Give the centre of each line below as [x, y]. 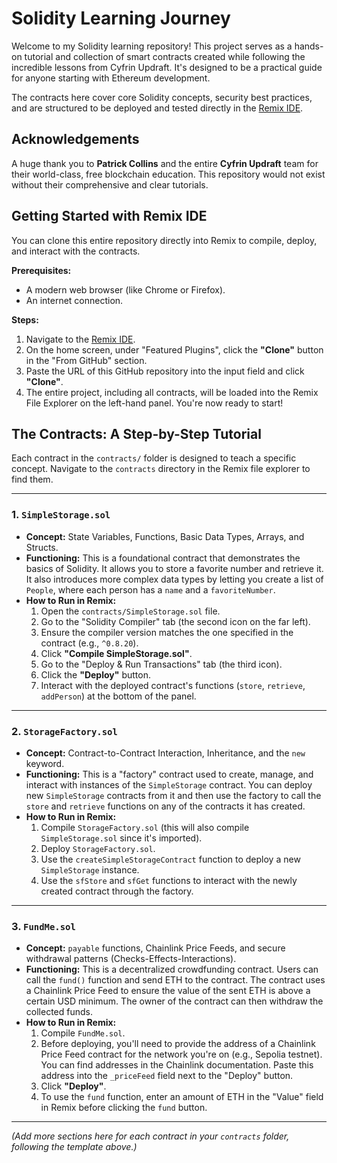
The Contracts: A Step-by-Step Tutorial [136, 433]
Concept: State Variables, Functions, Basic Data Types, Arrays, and [165, 536]
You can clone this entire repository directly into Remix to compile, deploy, [164, 240]
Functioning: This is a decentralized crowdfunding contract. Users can [172, 969]
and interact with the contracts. [76, 251]
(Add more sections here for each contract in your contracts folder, [150, 1136]
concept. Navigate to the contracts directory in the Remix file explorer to [161, 469]
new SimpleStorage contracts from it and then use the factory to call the [173, 795]
